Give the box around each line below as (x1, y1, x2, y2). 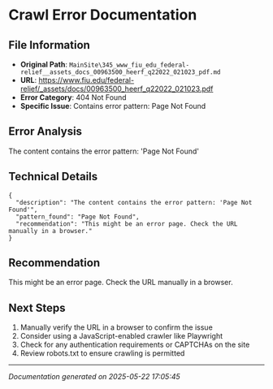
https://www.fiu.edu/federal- (38, 76, 135, 84)
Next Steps (8, 300, 66, 314)
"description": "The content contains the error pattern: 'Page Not (15, 198, 253, 206)
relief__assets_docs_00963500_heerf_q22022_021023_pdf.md (19, 68, 221, 76)
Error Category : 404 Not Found (19, 93, 128, 102)
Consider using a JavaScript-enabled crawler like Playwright (19, 331, 223, 341)
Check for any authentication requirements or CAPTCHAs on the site (19, 339, 250, 350)
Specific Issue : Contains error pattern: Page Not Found (19, 102, 206, 110)
